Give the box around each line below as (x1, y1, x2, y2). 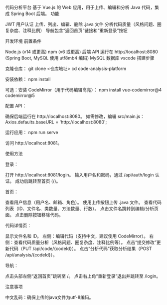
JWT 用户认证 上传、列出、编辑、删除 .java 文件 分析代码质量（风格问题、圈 (5, 21, 162, 27)
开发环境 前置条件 (5, 38, 41, 44)
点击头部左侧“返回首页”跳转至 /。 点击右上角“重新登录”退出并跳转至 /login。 (5, 273, 161, 279)
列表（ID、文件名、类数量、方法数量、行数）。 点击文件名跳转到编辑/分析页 (5, 205, 159, 211)
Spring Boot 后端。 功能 (10, 10, 60, 16)
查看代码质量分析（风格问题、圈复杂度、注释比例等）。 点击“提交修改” (13, 239, 157, 245)
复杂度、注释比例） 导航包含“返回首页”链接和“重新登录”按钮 (5, 27, 128, 33)
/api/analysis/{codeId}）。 (5, 252, 57, 257)
